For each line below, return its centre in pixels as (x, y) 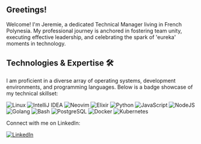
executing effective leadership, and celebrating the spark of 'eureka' (91, 37)
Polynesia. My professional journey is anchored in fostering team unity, (94, 31)
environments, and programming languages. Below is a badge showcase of (100, 87)
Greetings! (26, 10)
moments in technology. (36, 43)
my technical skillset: (32, 93)
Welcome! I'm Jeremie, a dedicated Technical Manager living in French (94, 24)
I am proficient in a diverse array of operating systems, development (91, 80)
